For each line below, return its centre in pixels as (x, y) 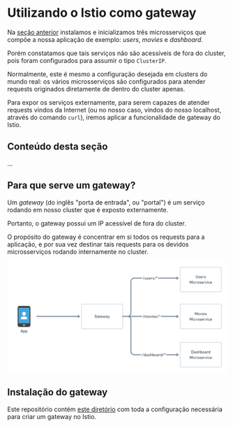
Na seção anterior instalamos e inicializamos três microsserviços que (107, 32)
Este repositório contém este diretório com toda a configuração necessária (115, 409)
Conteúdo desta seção (58, 147)
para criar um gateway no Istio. (52, 416)
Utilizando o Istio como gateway (102, 13)
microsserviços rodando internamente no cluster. (78, 251)
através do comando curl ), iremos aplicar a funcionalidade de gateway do (114, 117)
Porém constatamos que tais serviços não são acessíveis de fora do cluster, (116, 53)
